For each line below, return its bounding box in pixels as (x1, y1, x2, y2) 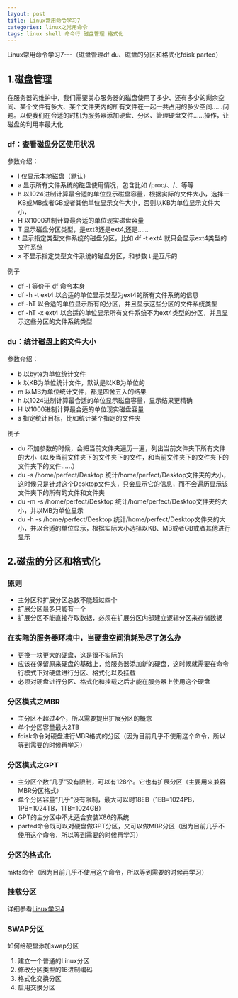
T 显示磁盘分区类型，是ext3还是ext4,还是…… (17, 225, 149, 234)
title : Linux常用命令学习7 (7, 17, 81, 24)
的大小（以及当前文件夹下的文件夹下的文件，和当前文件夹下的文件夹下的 (17, 453, 229, 461)
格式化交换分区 (17, 975, 62, 983)
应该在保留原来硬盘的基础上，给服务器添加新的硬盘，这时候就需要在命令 (17, 659, 229, 667)
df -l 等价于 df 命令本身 (17, 282, 85, 291)
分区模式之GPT (7, 760, 59, 770)
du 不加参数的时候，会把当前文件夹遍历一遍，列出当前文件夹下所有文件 (17, 444, 226, 453)
